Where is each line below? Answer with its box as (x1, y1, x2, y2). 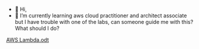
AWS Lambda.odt (6, 36, 49, 43)
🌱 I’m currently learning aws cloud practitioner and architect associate (14, 12, 187, 19)
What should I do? (14, 24, 60, 32)
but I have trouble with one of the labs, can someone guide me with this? (14, 19, 194, 25)
